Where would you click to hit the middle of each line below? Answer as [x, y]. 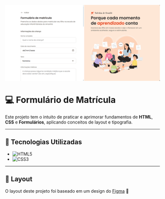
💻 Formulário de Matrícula [60, 100]
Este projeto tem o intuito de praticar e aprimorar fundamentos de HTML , [79, 117]
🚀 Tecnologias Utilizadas [43, 142]
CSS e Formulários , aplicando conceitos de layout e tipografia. [69, 122]
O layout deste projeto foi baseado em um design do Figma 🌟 [67, 191]
